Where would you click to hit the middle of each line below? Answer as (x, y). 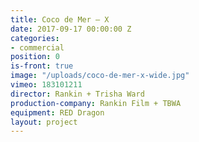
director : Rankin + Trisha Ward (77, 94)
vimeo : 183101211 (46, 85)
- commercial (37, 47)
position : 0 (35, 57)
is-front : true (42, 66)
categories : (35, 38)
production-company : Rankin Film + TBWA (96, 103)
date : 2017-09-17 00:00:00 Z (71, 29)
